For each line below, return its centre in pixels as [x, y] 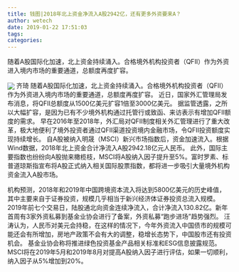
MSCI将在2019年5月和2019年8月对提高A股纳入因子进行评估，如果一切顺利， [119, 252]
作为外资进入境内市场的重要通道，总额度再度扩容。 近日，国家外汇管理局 [114, 95]
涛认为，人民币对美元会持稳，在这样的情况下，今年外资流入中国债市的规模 [116, 226]
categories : [25, 41]
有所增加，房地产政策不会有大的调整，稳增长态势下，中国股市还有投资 [129, 234]
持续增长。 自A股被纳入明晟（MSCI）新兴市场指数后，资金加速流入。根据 [121, 139]
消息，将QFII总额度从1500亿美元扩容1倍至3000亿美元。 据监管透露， [114, 103]
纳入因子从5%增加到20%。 [47, 261]
